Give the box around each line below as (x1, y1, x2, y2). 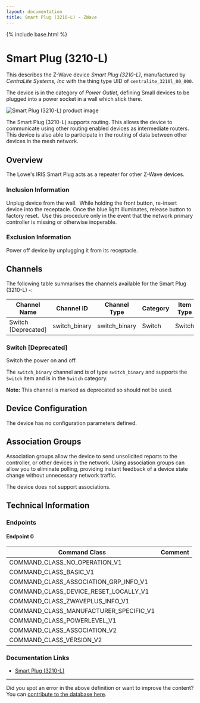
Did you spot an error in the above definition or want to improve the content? (6, 684, 194, 692)
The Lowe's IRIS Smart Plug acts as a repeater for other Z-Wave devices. (6, 171, 185, 178)
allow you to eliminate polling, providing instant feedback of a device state (6, 465, 188, 472)
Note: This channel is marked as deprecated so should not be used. (6, 386, 173, 393)
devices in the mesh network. (6, 138, 79, 145)
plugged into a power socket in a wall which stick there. (6, 95, 143, 103)
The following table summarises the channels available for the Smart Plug (6, 280, 186, 287)
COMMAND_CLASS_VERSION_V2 (9, 636, 102, 645)
